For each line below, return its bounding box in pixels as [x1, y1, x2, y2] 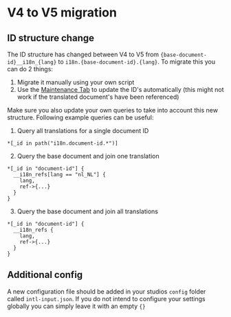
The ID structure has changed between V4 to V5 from [7, 50, 159, 58]
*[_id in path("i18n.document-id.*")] [7, 140, 118, 147]
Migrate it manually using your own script [16, 78, 135, 86]
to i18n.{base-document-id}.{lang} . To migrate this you [58, 58, 216, 66]
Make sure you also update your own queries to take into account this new [7, 106, 219, 114]
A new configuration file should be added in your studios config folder [7, 287, 206, 296]
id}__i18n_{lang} [7, 59, 57, 66]
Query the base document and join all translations [16, 207, 158, 215]
